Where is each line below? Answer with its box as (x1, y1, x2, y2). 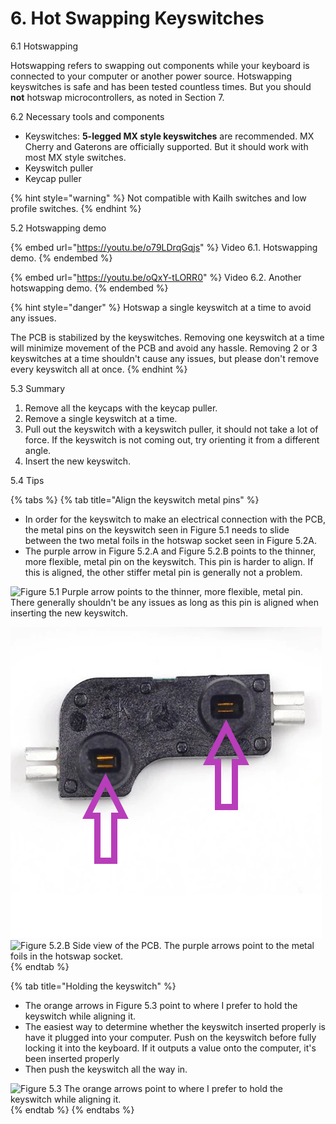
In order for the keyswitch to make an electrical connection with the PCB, (24, 513, 326, 525)
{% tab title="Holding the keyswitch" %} (10, 980, 177, 992)
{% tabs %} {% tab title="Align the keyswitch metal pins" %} (10, 493, 260, 506)
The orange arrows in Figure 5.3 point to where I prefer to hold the (24, 999, 298, 1011)
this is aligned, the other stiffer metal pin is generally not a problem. (24, 566, 303, 578)
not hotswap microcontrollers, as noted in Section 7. (10, 91, 225, 103)
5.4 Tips (10, 474, 45, 486)
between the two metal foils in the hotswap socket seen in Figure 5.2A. (24, 534, 317, 546)
